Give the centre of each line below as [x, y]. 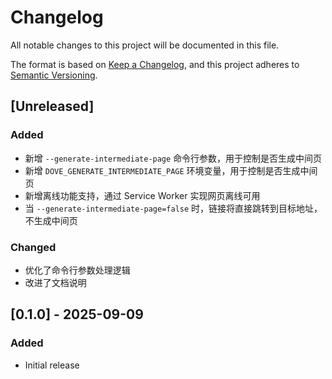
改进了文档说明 [55, 282]
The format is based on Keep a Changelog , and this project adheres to [155, 64]
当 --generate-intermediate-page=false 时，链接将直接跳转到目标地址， [173, 208]
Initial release [52, 365]
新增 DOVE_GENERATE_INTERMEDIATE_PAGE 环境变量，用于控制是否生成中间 [171, 170]
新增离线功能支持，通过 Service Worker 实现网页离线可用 [142, 195]
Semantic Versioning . [54, 75]
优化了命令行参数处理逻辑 [77, 270]
